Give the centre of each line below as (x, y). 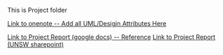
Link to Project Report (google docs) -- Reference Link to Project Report (111, 37)
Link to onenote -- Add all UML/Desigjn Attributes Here (87, 23)
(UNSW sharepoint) (36, 44)
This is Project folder (37, 10)
